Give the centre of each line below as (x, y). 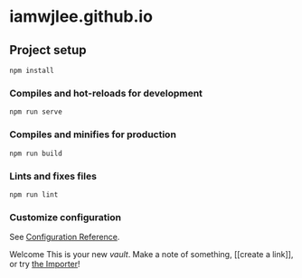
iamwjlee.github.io (81, 17)
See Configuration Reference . (65, 237)
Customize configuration (66, 217)
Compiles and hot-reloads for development (106, 93)
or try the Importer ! (45, 264)
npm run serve (36, 112)
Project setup (48, 50)
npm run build (36, 153)
